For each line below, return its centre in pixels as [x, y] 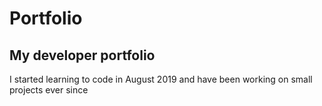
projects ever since [49, 90]
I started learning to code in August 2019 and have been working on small [161, 79]
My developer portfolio [82, 55]
